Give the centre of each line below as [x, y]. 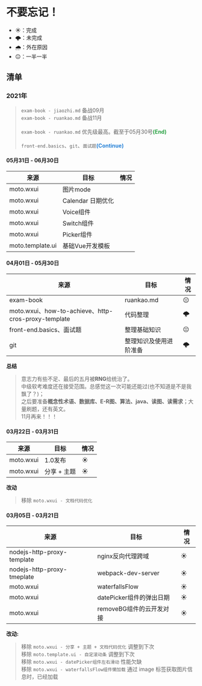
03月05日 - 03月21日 [32, 515]
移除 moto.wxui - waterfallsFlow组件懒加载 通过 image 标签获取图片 [104, 669]
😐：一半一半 [31, 56]
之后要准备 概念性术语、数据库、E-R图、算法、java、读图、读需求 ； [105, 401]
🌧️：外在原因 [31, 47]
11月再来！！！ [39, 416]
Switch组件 [78, 223]
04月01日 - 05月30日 [33, 263]
